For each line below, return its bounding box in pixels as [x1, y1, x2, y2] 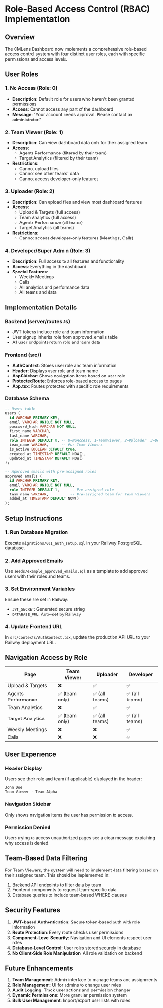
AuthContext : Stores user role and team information [12, 362, 117, 368]
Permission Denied [5, 824, 51, 831]
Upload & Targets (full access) [19, 209, 80, 215]
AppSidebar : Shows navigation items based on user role [12, 373, 126, 378]
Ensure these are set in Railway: [5, 597, 69, 602]
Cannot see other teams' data [19, 171, 79, 176]
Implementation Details [5, 303, 77, 311]
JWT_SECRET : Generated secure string [12, 606, 85, 612]
